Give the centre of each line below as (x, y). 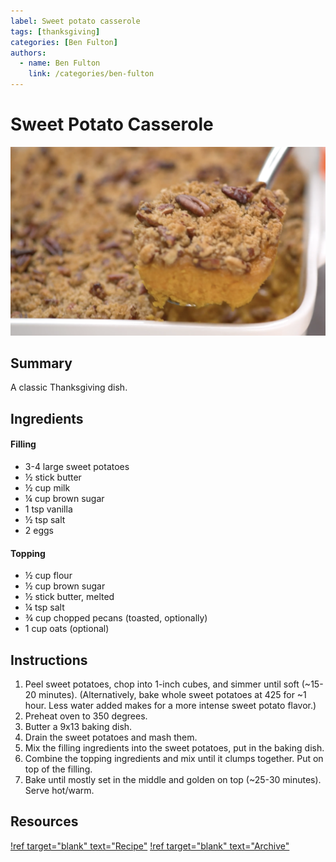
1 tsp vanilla (48, 509)
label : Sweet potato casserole (75, 21)
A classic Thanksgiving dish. (69, 387)
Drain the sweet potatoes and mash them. (111, 737)
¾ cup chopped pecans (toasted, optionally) (116, 618)
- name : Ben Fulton (60, 63)
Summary (41, 363)
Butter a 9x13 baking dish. (78, 727)
